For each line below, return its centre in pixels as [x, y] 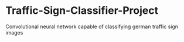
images [14, 32]
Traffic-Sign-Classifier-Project [82, 11]
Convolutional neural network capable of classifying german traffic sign [92, 26]
